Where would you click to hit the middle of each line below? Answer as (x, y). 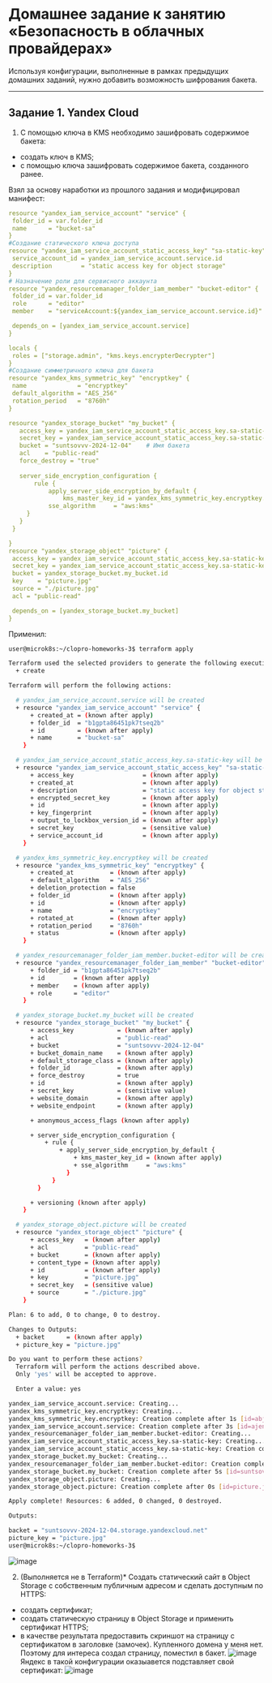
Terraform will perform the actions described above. (108, 1367)
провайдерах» (61, 49)
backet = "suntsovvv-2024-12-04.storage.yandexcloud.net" (108, 1530)
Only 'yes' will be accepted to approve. (87, 1375)
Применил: (28, 634)
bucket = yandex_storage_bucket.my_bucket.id (90, 574)
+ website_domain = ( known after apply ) (112, 1098)
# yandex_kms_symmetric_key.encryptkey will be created (112, 858)
